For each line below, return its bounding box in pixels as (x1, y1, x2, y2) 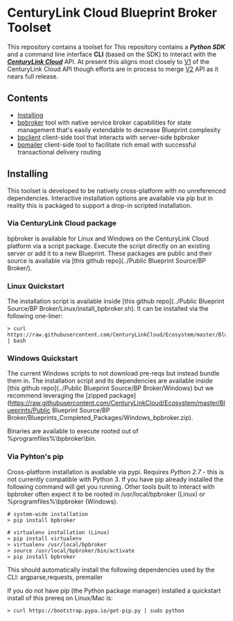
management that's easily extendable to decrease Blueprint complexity (17, 125, 221, 134)
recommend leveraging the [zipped (7, 392, 108, 400)
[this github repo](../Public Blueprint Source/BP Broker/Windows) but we (7, 384, 214, 392)
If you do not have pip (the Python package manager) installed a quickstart (7, 586, 221, 595)
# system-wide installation (7, 510, 89, 517)
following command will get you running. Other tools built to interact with (7, 482, 215, 491)
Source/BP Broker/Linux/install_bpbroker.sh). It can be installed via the (7, 305, 209, 313)
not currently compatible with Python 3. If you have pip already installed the (7, 475, 224, 483)
